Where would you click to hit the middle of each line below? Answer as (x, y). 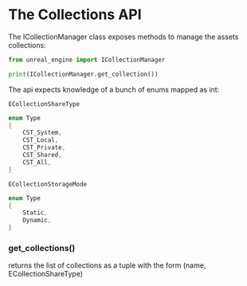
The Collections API (75, 15)
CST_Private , (44, 148)
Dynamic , (37, 221)
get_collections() (42, 248)
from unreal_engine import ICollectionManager (87, 60)
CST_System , (42, 133)
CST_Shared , (42, 155)
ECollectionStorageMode (48, 184)
